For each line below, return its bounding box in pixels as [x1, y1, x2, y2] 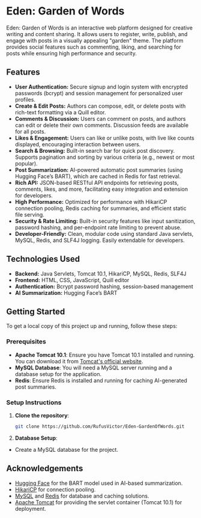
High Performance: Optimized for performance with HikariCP [14, 198, 167, 205]
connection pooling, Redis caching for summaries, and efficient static [14, 205, 187, 212]
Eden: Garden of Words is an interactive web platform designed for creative [6, 24, 193, 31]
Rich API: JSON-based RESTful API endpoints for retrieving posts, [14, 179, 179, 186]
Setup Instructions [6, 398, 62, 407]
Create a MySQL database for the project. [14, 446, 119, 453]
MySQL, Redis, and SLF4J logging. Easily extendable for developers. [14, 236, 185, 244]
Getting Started [6, 306, 65, 316]
